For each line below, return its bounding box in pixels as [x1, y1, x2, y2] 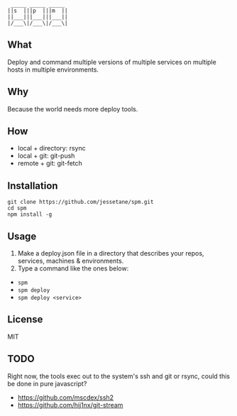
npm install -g [7, 211, 53, 218]
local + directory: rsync [17, 144, 87, 153]
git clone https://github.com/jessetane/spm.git [7, 199, 154, 206]
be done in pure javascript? [7, 379, 87, 388]
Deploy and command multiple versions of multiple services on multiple [7, 58, 216, 66]
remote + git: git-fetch [17, 159, 83, 168]
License [7, 314, 43, 326]
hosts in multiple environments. [7, 65, 99, 74]
